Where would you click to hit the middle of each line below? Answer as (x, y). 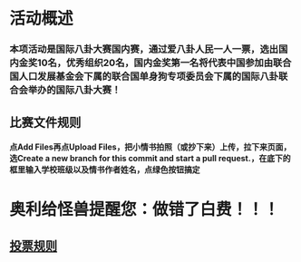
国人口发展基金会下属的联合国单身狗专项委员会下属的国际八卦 (144, 76)
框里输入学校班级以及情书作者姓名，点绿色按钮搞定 (105, 170)
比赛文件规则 (45, 122)
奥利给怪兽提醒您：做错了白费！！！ (145, 210)
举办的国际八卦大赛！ (74, 90)
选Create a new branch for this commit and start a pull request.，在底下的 (150, 159)
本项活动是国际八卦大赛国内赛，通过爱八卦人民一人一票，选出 (144, 49)
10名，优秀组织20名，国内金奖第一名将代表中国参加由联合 (165, 63)
